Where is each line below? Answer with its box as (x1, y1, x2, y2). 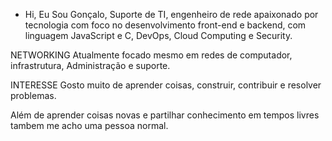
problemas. (10, 90, 57, 101)
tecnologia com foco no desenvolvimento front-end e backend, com (24, 19, 307, 31)
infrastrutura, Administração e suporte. (10, 60, 171, 71)
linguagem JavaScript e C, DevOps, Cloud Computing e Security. (24, 30, 293, 41)
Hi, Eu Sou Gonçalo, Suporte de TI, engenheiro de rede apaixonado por (24, 9, 319, 20)
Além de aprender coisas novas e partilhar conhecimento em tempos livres (10, 109, 320, 121)
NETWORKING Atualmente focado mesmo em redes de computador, (10, 49, 293, 61)
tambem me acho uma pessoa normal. (10, 120, 169, 131)
